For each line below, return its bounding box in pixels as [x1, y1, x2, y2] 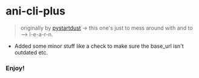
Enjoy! [5, 63, 25, 72]
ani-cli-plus [5, 4, 66, 18]
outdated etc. [14, 48, 48, 56]
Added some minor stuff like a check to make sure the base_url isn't [14, 42, 184, 50]
